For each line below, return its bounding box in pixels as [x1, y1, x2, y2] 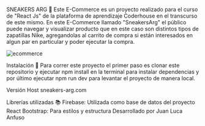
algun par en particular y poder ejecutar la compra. [6, 38, 135, 45]
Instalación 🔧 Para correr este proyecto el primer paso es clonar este [6, 61, 180, 69]
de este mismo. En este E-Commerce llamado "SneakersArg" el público [6, 19, 187, 26]
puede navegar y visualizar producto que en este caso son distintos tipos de [6, 25, 199, 32]
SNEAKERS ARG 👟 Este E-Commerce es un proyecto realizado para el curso [6, 6, 198, 13]
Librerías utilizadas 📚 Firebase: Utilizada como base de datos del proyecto [6, 99, 195, 106]
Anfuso [6, 114, 25, 121]
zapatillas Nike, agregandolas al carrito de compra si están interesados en [6, 32, 193, 39]
